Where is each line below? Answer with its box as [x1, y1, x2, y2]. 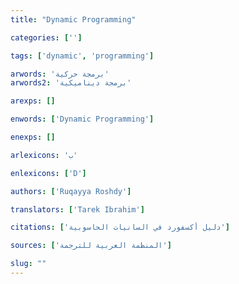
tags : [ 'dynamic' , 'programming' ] [10, 51, 155, 61]
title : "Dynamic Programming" [10, 14, 137, 25]
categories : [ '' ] [10, 32, 83, 43]
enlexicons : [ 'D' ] [10, 168, 87, 178]
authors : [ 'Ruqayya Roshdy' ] [10, 186, 132, 196]
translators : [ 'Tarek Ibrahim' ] [10, 204, 145, 215]
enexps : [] [10, 132, 56, 142]
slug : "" [10, 259, 47, 269]
